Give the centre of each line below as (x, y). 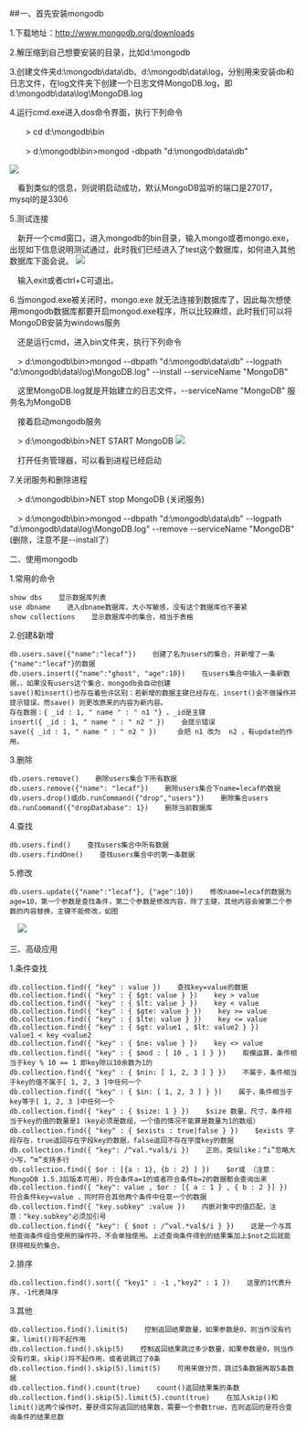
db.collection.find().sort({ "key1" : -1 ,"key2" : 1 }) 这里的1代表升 (151, 1283)
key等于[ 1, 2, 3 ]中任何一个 (62, 1102)
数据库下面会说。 (42, 261)
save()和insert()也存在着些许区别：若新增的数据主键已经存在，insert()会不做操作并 (153, 693)
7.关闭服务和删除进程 (49, 480)
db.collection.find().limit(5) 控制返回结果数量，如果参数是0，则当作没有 (147, 1329)
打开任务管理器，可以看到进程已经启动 (89, 460)
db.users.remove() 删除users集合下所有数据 (94, 779)
